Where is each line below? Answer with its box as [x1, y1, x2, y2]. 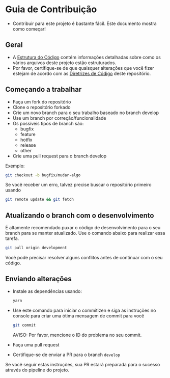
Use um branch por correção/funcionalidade [12, 115, 106, 121]
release [20, 142, 36, 148]
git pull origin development [5, 246, 67, 251]
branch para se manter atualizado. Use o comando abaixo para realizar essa [5, 230, 165, 236]
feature [20, 131, 36, 137]
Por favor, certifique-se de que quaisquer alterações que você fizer [12, 65, 154, 71]
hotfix [20, 137, 33, 143]
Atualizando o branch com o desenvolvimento [5, 211, 154, 220]
